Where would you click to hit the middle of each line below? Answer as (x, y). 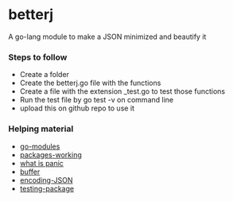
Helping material (41, 129)
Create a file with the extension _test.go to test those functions (122, 91)
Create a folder (45, 75)
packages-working (50, 155)
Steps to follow (38, 57)
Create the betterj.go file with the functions (90, 83)
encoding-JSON (46, 180)
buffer (30, 172)
